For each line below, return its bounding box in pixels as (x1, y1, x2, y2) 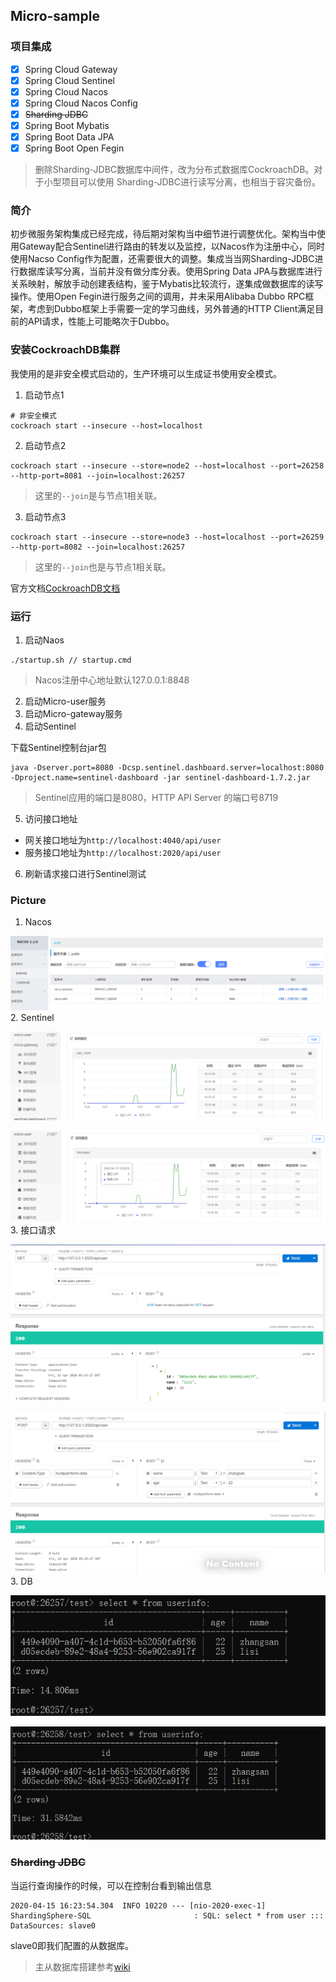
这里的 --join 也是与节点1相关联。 (34, 560, 172, 573)
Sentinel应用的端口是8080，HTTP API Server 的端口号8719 (34, 792, 279, 804)
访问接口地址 (24, 813, 78, 825)
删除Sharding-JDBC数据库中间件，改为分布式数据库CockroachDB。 (34, 164, 315, 176)
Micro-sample (10, 8, 100, 25)
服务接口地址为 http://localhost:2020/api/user (24, 847, 222, 859)
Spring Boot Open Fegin (24, 142, 125, 154)
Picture (10, 894, 47, 907)
